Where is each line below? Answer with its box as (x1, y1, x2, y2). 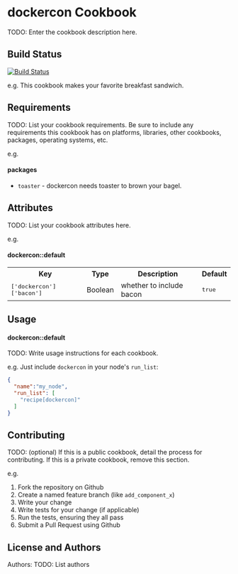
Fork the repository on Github (17, 483, 104, 492)
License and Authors (7, 541, 101, 553)
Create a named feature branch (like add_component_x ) (17, 491, 175, 499)
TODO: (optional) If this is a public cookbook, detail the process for (7, 448, 203, 457)
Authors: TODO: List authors (7, 561, 90, 569)
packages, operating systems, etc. (7, 136, 108, 144)
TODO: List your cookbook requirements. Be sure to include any (7, 120, 194, 129)
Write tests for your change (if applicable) (17, 506, 140, 514)
